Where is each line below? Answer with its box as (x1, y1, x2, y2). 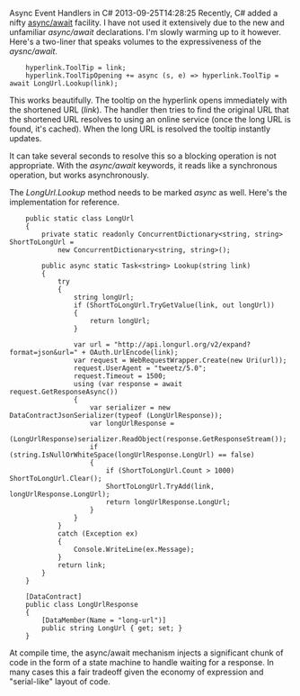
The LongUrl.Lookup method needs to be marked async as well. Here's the (9, 187, 287, 197)
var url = (73, 340, 110, 349)
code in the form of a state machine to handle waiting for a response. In (9, 657, 274, 667)
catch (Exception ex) (57, 529, 139, 538)
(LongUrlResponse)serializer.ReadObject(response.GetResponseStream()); (9, 435, 287, 444)
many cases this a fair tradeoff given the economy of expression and (9, 666, 264, 677)
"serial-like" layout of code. (9, 676, 110, 687)
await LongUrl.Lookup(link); (9, 79, 119, 88)
